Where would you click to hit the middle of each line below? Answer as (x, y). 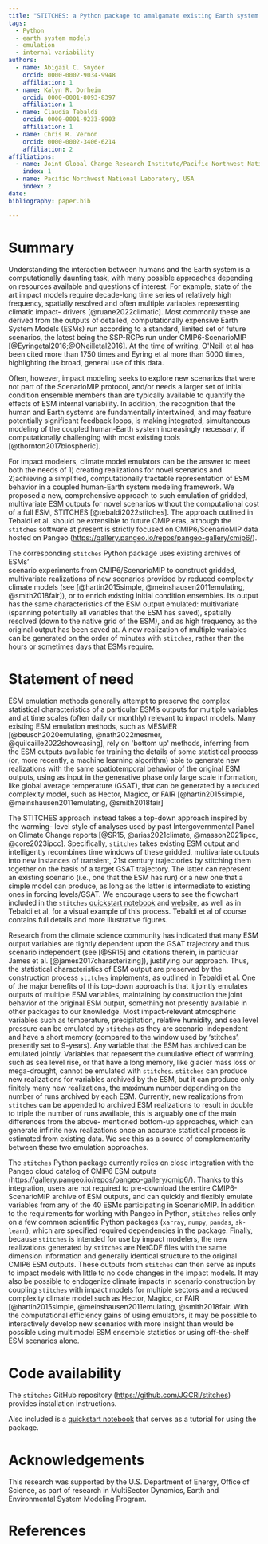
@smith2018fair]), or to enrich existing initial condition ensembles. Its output (134, 596)
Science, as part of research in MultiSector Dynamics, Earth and (114, 1491)
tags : (17, 23)
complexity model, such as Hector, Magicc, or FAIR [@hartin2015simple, (127, 794)
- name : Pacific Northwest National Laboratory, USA (105, 179)
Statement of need (71, 679)
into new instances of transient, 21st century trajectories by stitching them (130, 861)
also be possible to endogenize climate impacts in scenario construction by (132, 1281)
